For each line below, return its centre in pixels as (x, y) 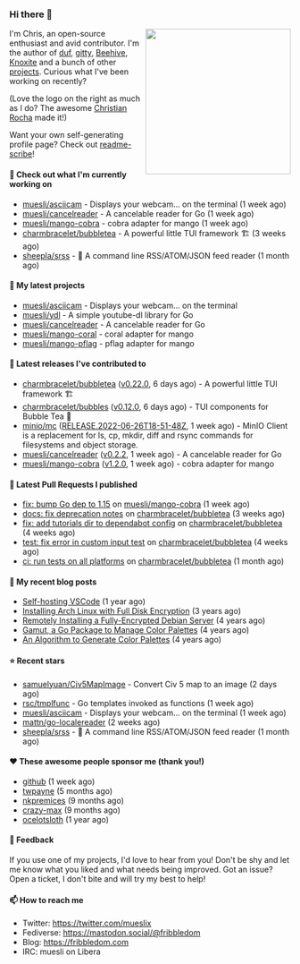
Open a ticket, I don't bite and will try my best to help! (108, 879)
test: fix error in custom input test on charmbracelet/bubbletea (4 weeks (155, 542)
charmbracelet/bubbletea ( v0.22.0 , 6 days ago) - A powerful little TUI (150, 383)
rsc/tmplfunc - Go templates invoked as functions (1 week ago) (138, 703)
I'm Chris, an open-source (57, 34)
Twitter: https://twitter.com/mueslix (87, 923)
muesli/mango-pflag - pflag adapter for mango (108, 343)
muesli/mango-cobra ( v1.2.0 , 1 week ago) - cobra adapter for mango (148, 464)
